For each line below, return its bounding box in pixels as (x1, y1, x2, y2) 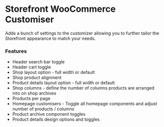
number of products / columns (12, 106, 75, 112)
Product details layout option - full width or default (12, 80, 115, 86)
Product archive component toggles (12, 111, 85, 117)
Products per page (12, 95, 51, 101)
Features (5, 48, 27, 55)
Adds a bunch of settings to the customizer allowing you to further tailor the (5, 30, 160, 36)
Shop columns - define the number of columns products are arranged (12, 85, 155, 91)
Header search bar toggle (12, 59, 65, 65)
